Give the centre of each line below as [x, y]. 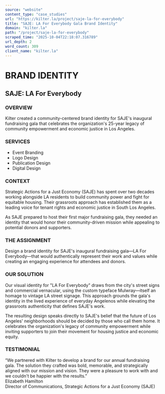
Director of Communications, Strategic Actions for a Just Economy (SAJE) [80, 386]
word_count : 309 [22, 46]
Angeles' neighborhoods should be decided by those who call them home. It [82, 321]
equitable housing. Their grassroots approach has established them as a [78, 202]
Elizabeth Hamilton [24, 381]
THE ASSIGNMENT [28, 240]
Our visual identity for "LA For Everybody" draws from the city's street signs [82, 285]
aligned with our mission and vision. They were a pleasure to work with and [82, 370]
